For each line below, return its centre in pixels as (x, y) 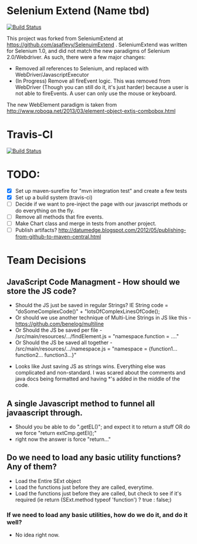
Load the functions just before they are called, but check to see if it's (98, 493)
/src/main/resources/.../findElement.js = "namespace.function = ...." (97, 336)
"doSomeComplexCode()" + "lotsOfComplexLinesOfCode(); (87, 311)
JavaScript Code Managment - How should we (94, 282)
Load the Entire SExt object (48, 481)
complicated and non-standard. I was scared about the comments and (100, 373)
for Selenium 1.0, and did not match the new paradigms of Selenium (88, 50)
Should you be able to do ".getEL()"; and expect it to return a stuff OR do (103, 427)
